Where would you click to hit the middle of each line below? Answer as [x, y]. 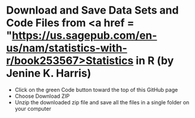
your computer [33, 109]
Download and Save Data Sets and [92, 10]
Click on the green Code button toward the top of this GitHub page [96, 90]
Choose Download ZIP [42, 96]
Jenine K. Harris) [49, 73]
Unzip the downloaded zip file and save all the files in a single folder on [102, 102]
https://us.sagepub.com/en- [84, 36]
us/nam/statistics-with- [67, 48]
